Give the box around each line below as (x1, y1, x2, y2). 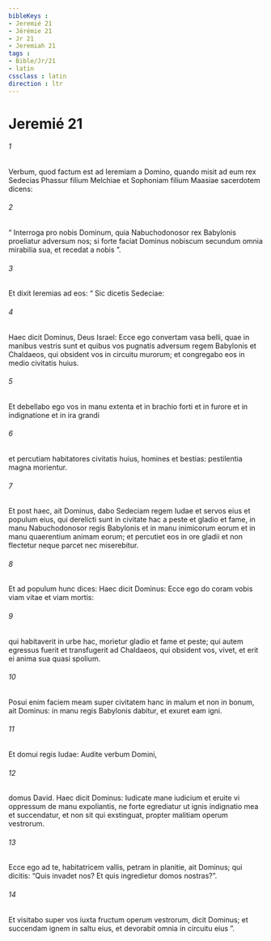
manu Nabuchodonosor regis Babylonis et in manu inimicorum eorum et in (8, 523, 256, 533)
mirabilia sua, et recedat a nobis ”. (8, 245, 121, 255)
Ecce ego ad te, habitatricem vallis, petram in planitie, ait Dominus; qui (8, 862, 243, 872)
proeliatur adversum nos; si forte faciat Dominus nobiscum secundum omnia (8, 236, 263, 246)
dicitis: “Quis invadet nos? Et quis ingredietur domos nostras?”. (8, 871, 218, 881)
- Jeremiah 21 (8, 42, 57, 50)
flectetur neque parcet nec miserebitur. (8, 540, 139, 551)
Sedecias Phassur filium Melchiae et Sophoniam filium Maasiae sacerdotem (8, 175, 260, 185)
